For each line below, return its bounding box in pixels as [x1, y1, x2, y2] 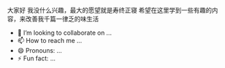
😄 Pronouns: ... [17, 46, 63, 54]
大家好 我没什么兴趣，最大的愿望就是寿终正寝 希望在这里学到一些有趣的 [7, 6, 212, 14]
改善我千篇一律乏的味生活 [25, 15, 99, 23]
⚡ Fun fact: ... [17, 54, 56, 62]
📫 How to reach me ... [17, 37, 82, 44]
